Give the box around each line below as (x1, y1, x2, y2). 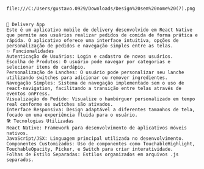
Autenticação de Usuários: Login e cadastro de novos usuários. (6, 53, 173, 60)
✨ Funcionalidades (6, 48, 54, 54)
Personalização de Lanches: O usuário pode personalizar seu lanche (6, 69, 184, 75)
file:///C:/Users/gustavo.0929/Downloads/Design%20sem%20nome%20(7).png (6, 5, 195, 12)
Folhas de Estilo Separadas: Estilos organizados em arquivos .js (6, 151, 179, 157)
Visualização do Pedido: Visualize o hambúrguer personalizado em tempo (6, 96, 195, 102)
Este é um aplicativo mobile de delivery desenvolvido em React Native (6, 27, 192, 33)
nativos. (6, 130, 29, 136)
